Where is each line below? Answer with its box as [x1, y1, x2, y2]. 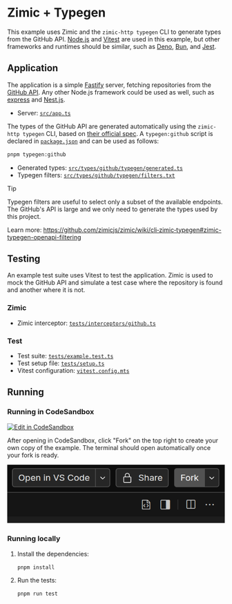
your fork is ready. [7, 451, 59, 459]
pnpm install [17, 564, 55, 571]
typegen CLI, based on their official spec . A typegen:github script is [22, 129, 213, 137]
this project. [7, 212, 41, 220]
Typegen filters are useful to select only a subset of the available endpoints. [7, 197, 223, 206]
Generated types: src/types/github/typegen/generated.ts [17, 164, 183, 172]
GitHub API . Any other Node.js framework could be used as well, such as [7, 88, 215, 96]
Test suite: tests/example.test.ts [17, 352, 114, 360]
